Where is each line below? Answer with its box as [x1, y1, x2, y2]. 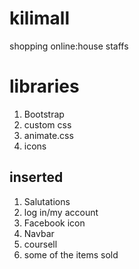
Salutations [23, 195, 71, 207]
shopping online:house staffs [9, 40, 129, 52]
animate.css [23, 129, 74, 141]
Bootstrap [23, 108, 65, 120]
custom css [23, 118, 72, 131]
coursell [23, 238, 58, 250]
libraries [9, 75, 80, 98]
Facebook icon [23, 217, 86, 229]
